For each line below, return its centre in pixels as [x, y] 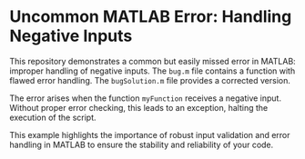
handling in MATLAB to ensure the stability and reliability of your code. [142, 144]
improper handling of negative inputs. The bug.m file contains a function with [152, 71]
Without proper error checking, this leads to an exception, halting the [139, 107]
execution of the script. [53, 117]
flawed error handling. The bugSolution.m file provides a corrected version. [150, 80]
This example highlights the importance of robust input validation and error [150, 134]
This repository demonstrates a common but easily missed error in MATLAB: [152, 61]
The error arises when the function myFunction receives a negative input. [146, 98]
